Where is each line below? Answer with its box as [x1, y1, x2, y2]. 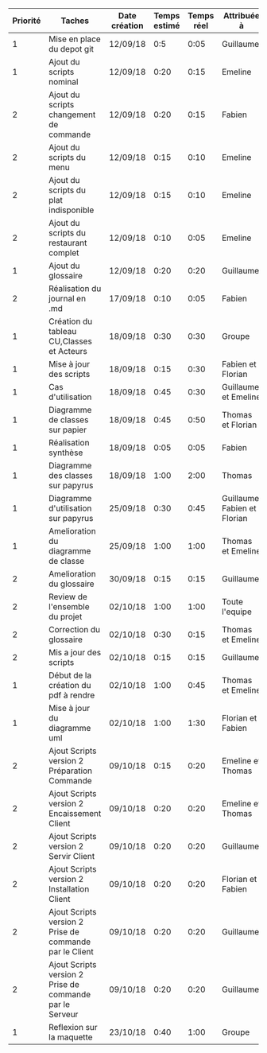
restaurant [48, 238, 87, 248]
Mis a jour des [48, 647, 102, 658]
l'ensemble [48, 601, 90, 612]
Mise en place [48, 33, 101, 45]
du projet [48, 612, 83, 622]
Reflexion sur [48, 1022, 98, 1032]
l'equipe [221, 606, 252, 617]
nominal [48, 76, 79, 87]
